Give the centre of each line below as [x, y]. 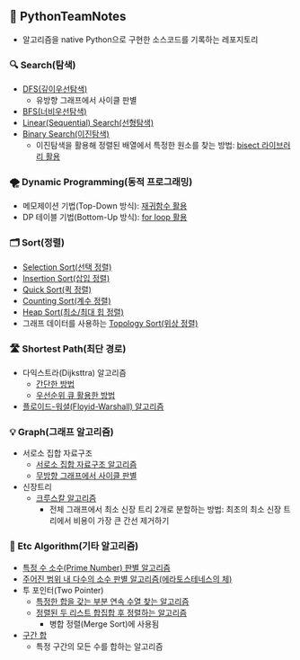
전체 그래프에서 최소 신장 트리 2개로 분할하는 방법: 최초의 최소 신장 [165, 510]
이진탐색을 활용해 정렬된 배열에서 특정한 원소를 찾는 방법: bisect [148, 146]
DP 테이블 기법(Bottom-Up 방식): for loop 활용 [105, 218]
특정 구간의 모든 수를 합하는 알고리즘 [99, 646]
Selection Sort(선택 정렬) [67, 267]
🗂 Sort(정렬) [37, 243]
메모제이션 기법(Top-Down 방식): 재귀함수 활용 [105, 206]
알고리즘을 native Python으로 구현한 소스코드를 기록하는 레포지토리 [140, 39]
